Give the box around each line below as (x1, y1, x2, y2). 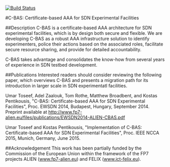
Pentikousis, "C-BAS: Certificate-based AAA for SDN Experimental (5, 98, 145, 104)
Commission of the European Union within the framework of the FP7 (5, 151, 149, 156)
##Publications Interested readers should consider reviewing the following (5, 72, 162, 78)
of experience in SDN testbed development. (5, 62, 98, 68)
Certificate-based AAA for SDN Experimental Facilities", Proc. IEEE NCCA (5, 130, 159, 136)
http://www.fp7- (48, 109, 83, 115)
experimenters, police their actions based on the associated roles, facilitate (5, 41, 163, 47)
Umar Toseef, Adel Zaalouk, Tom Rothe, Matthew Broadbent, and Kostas (5, 93, 158, 98)
